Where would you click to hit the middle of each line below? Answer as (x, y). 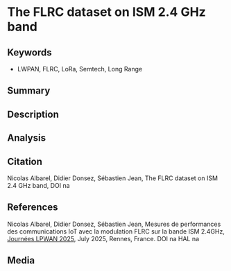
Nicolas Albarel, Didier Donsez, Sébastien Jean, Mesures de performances (114, 224)
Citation (25, 161)
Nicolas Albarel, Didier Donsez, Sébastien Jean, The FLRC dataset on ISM (113, 178)
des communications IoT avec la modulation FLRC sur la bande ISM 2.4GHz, (116, 231)
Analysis (27, 138)
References (33, 208)
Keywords (29, 52)
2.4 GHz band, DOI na (39, 185)
